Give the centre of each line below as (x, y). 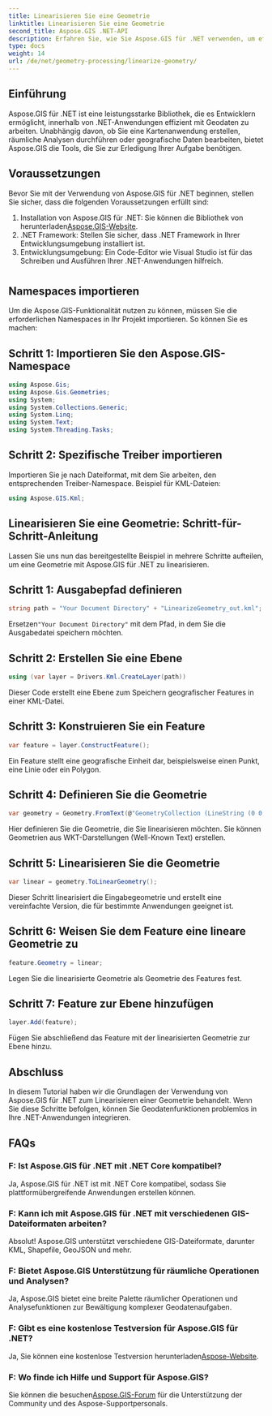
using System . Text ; (41, 423)
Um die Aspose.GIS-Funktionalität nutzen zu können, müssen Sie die (123, 311)
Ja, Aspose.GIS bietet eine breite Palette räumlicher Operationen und (123, 1298)
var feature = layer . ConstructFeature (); (79, 745)
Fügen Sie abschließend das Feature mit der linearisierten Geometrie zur (130, 1038)
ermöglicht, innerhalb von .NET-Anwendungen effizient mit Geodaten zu (129, 122)
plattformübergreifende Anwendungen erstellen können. (102, 1192)
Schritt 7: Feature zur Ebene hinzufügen (111, 1004)
